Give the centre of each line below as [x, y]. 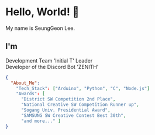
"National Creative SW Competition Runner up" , [80, 105]
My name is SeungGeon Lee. [40, 28]
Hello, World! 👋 [42, 12]
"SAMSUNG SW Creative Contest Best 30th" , [73, 115]
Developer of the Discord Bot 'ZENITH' [52, 67]
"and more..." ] [41, 121]
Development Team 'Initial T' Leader [49, 60]
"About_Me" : [25, 83]
